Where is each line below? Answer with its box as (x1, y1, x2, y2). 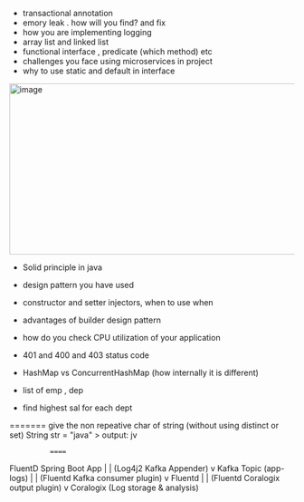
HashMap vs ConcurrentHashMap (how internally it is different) (22, 367, 260, 378)
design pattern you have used (22, 280, 134, 290)
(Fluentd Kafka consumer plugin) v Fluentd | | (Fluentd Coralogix (39, 473, 280, 483)
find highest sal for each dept (22, 402, 133, 413)
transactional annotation (22, 8, 113, 18)
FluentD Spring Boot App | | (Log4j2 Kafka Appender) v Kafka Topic (9, 463, 262, 474)
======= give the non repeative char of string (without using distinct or (9, 420, 279, 430)
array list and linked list (22, 36, 109, 47)
